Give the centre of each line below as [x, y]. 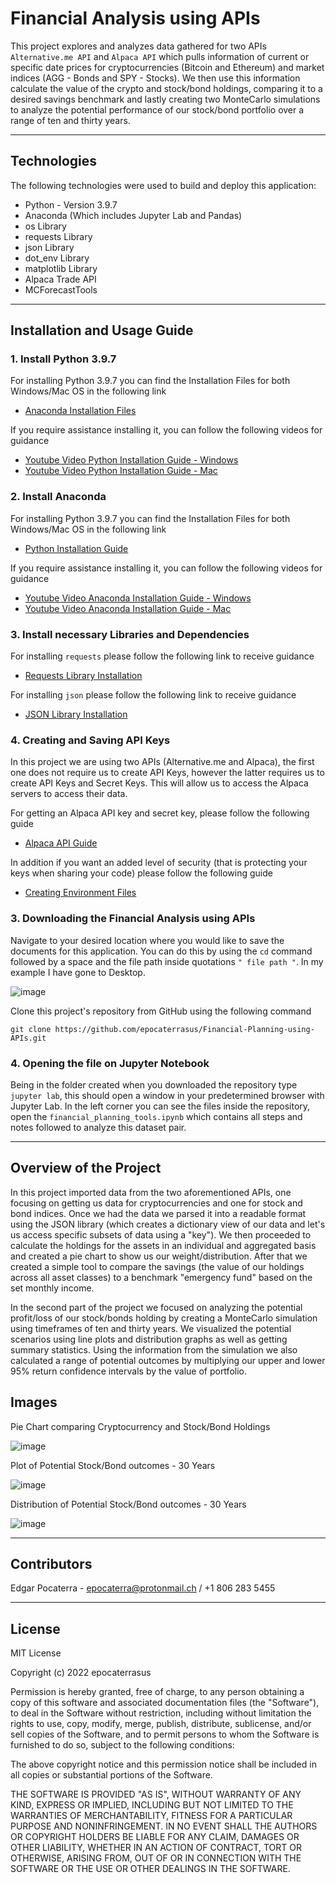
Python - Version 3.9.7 [71, 204]
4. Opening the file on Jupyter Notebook [110, 1063]
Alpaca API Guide [61, 843]
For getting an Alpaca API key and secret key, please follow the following [160, 813]
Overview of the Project [86, 1168]
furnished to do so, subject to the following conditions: [122, 1745]
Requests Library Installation [83, 676]
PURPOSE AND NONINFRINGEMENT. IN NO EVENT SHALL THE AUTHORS [164, 1826]
